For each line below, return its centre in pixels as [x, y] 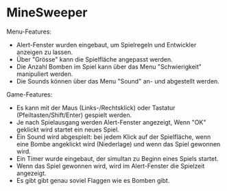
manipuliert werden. [45, 74]
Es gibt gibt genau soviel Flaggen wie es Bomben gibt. [93, 180]
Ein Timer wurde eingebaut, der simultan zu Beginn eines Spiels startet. [117, 158]
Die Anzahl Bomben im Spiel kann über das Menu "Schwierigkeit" [109, 66]
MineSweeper [47, 13]
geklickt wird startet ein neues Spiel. [68, 129]
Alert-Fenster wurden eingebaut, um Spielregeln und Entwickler [106, 44]
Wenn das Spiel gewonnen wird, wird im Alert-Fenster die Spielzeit [110, 166]
